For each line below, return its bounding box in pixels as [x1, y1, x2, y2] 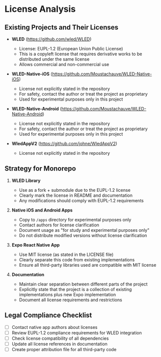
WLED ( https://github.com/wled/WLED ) [11, 36, 92, 42]
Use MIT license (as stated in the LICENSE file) [19, 251, 114, 257]
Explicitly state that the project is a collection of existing [19, 286, 132, 292]
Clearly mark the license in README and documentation [19, 192, 133, 198]
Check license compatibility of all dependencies [11, 335, 109, 341]
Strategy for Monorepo [4, 164, 77, 173]
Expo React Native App [11, 242, 60, 248]
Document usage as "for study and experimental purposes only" [19, 227, 150, 233]
